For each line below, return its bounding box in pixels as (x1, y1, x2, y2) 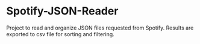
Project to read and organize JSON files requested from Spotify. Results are (6, 24, 194, 31)
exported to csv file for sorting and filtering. (6, 30, 114, 37)
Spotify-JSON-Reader (6, 4, 119, 18)
